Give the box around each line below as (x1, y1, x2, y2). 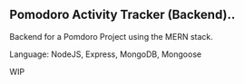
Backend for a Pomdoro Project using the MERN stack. (9, 31, 213, 42)
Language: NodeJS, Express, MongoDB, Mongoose (9, 49, 202, 60)
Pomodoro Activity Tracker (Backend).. (9, 7, 236, 23)
